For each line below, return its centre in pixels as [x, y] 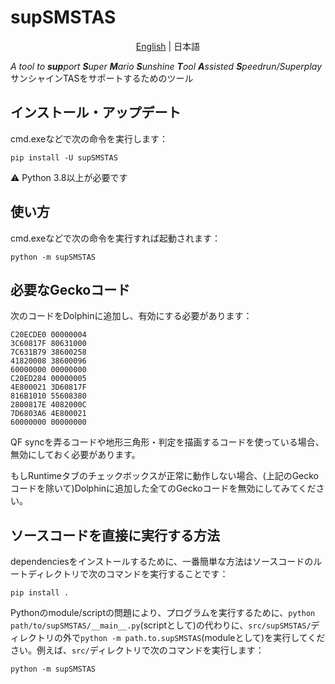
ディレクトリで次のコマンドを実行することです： [128, 574]
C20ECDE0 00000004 [48, 335]
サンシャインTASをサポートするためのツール [102, 78]
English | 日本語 [168, 46]
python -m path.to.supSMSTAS [141, 639]
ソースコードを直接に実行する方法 [115, 535]
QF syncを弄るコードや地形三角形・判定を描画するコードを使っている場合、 [167, 442]
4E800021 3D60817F [48, 387]
